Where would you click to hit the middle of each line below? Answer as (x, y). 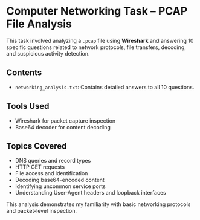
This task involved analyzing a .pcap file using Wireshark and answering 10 (100, 40)
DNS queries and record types (53, 161)
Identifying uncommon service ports (60, 186)
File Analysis (39, 24)
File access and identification (51, 173)
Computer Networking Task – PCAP (97, 11)
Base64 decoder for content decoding (63, 127)
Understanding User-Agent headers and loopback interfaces (90, 193)
